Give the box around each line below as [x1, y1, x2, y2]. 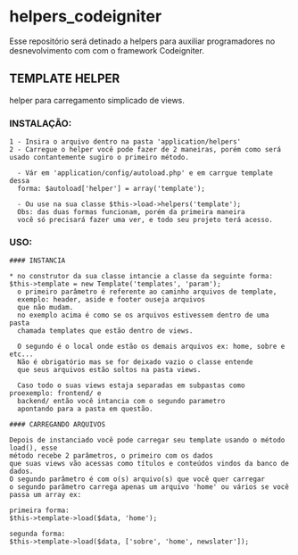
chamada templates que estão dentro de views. [17, 327, 194, 335]
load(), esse [9, 443, 58, 452]
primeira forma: [9, 506, 70, 515]
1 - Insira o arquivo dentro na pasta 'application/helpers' [9, 137, 242, 146]
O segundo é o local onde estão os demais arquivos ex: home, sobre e [17, 342, 286, 352]
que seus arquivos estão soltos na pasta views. [17, 366, 202, 375]
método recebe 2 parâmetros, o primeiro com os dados [9, 451, 214, 460]
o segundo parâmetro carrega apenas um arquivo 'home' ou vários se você [9, 483, 290, 492]
